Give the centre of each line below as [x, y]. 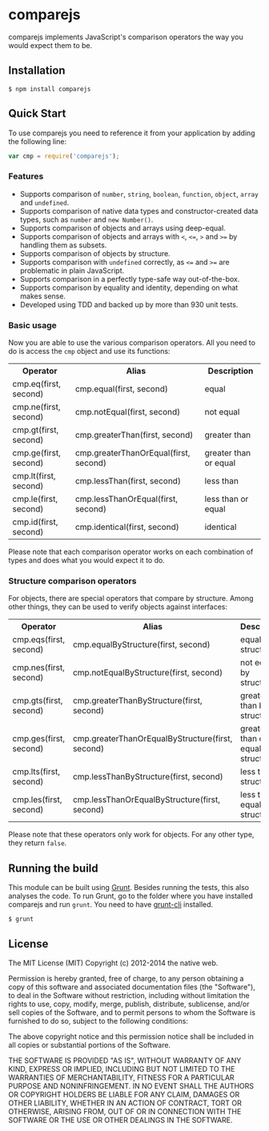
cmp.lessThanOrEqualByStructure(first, [146, 800]
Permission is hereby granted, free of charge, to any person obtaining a [126, 978]
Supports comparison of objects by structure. [95, 253]
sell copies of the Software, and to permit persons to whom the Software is [132, 1012]
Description [231, 371]
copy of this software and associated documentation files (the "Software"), [132, 987]
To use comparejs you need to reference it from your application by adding [132, 133]
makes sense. [43, 296]
